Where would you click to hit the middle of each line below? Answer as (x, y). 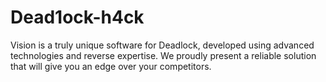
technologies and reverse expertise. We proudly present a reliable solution (163, 55)
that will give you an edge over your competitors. (111, 66)
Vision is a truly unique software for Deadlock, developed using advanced (162, 45)
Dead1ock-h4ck (77, 17)
